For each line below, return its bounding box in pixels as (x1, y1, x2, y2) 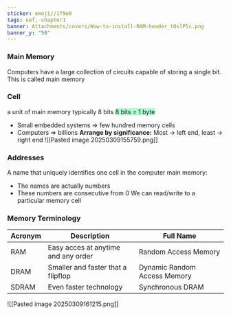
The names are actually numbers (16, 182, 111, 190)
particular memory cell (16, 197, 81, 205)
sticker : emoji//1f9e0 (7, 10, 72, 17)
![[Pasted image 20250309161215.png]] (7, 300, 119, 308)
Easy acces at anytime (47, 243, 120, 252)
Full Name (162, 231, 197, 241)
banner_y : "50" (7, 29, 51, 36)
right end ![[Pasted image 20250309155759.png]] (16, 135, 158, 144)
